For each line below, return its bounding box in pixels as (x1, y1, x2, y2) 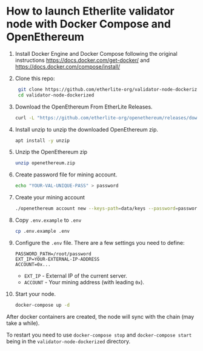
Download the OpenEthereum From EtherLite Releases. (15, 103, 153, 110)
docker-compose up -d (15, 302, 70, 308)
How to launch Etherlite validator (6, 4, 175, 18)
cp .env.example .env (15, 229, 70, 235)
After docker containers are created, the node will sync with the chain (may (6, 313, 195, 320)
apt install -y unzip (15, 138, 70, 144)
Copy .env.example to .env (15, 216, 82, 224)
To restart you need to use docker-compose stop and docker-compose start (6, 331, 192, 338)
